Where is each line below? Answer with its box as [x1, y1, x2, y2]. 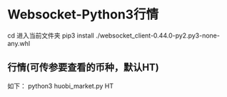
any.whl [7, 39, 31, 47]
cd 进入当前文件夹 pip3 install [7, 31, 94, 40]
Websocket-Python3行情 [7, 6, 159, 23]
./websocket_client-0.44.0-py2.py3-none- [95, 31, 220, 40]
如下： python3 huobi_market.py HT [7, 81, 114, 90]
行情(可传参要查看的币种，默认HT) [7, 62, 159, 74]
